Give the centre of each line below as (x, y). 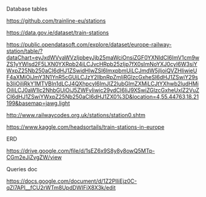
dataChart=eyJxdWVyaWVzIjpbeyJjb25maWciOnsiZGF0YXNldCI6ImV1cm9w (103, 57)
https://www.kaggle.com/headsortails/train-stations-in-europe (85, 127)
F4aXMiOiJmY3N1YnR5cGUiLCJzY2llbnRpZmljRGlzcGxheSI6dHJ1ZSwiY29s (102, 77)
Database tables (27, 9)
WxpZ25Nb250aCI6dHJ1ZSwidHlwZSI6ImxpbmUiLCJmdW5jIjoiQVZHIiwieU (102, 71)
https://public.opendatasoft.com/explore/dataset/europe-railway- (89, 44)
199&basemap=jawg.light (38, 103)
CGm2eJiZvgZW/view (34, 157)
